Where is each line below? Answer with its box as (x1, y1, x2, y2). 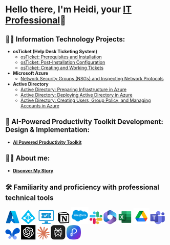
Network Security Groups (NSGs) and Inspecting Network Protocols (20, 76, 164, 81)
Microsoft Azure (12, 70, 49, 76)
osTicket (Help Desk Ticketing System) (12, 49, 98, 54)
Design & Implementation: (5, 125, 90, 134)
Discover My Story (12, 167, 54, 173)
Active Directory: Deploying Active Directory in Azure (20, 92, 133, 98)
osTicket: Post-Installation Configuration (20, 59, 105, 65)
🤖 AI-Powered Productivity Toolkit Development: (5, 118, 164, 126)
